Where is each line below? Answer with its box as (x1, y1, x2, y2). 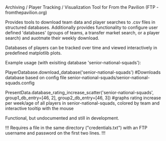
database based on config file (5, 75, 67, 80)
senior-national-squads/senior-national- (67, 75, 150, 80)
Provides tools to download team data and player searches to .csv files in (5, 19, 156, 25)
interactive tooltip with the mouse (5, 106, 74, 111)
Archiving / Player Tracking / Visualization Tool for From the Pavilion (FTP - (5, 4, 159, 10)
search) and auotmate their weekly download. (5, 35, 100, 41)
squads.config (5, 80, 35, 86)
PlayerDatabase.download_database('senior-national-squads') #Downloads (5, 69, 161, 75)
